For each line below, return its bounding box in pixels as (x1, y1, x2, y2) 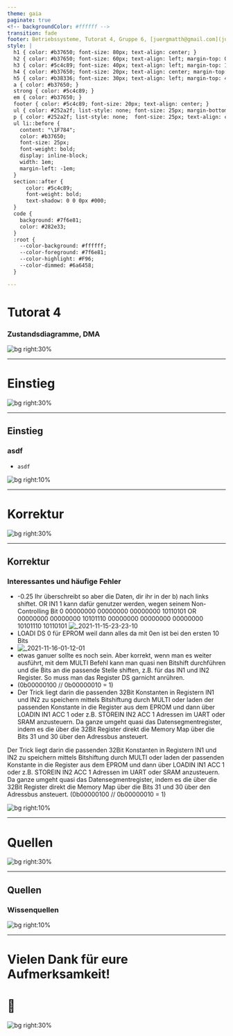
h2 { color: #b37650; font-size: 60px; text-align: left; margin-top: (13, 56, 222, 62)
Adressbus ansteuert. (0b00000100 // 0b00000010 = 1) (7, 790, 166, 799)
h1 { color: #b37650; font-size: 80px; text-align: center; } (13, 49, 197, 56)
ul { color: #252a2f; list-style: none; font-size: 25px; (13, 107, 185, 114)
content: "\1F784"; (19, 126, 76, 133)
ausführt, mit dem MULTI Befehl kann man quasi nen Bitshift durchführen (17, 659, 226, 667)
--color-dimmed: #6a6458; (19, 262, 95, 269)
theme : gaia (7, 10, 42, 17)
